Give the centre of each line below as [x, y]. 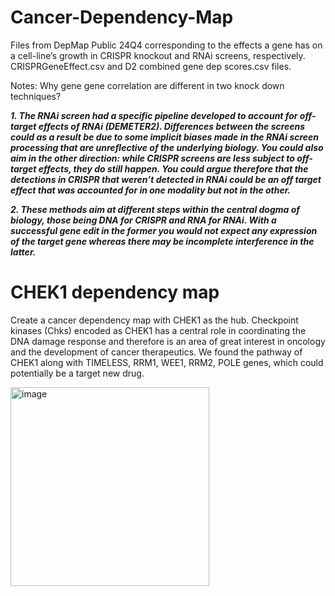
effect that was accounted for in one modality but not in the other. [151, 190]
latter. [23, 252]
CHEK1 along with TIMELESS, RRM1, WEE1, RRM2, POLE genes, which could [167, 362]
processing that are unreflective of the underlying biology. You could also [167, 147]
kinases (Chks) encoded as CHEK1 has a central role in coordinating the [158, 330]
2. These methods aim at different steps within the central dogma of [155, 209]
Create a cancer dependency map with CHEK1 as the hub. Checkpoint [154, 320]
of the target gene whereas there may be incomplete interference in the [162, 241]
